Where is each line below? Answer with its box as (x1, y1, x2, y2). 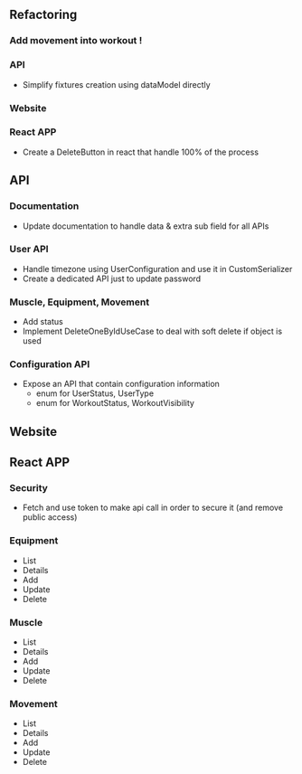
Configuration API (9, 358, 90, 371)
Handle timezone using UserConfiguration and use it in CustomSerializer (22, 263, 293, 274)
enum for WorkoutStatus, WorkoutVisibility (35, 398, 194, 409)
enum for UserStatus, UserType (35, 388, 155, 399)
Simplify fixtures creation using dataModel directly (22, 79, 211, 90)
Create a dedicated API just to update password (22, 273, 202, 284)
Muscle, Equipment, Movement (9, 296, 150, 308)
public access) (22, 512, 78, 523)
